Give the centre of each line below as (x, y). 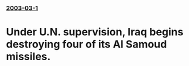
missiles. (28, 57)
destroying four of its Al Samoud (87, 44)
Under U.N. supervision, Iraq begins (95, 32)
